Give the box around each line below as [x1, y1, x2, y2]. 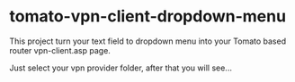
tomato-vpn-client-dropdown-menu [9, 6, 286, 27]
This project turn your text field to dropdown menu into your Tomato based [9, 36, 286, 46]
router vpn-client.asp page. [9, 45, 111, 55]
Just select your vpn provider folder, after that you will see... [9, 62, 232, 73]
